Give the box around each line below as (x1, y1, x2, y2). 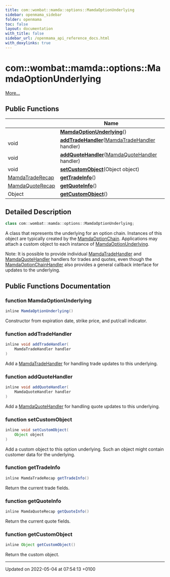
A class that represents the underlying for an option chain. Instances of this (5, 230, 162, 236)
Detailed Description (5, 208, 72, 216)
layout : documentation (5, 26, 53, 31)
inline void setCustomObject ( (5, 427, 69, 432)
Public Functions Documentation (5, 282, 111, 290)
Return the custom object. (5, 552, 60, 558)
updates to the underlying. (5, 267, 61, 273)
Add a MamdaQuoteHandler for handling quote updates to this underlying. (5, 403, 160, 409)
